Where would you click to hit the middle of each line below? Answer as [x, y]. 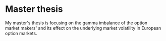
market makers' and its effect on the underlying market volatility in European [83, 28]
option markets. [21, 33]
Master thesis [34, 9]
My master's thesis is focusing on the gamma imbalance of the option [76, 23]
